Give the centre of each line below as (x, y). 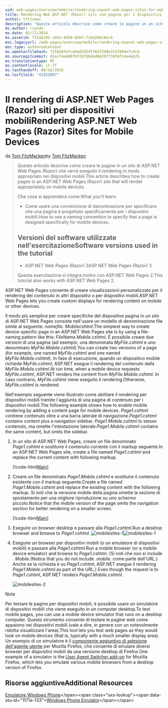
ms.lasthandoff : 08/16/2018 (34, 70)
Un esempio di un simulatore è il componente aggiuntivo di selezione (76, 641)
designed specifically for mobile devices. (67, 222)
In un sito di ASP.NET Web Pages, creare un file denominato (74, 441)
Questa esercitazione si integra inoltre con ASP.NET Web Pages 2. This (90, 275)
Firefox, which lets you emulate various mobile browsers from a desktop (79, 662)
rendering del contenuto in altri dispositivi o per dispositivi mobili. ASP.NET (82, 295)
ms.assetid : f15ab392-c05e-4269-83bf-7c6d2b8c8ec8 (59, 38)
